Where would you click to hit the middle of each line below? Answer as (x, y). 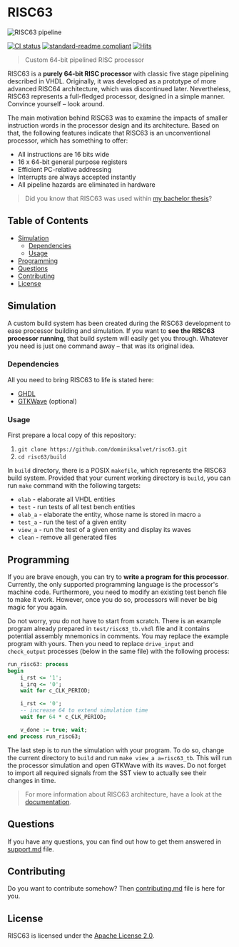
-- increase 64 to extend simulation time (84, 710)
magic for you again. (37, 607)
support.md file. (31, 849)
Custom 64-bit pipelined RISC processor (85, 60)
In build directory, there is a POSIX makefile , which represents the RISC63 (117, 471)
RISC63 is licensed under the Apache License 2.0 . (81, 936)
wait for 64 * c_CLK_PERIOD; (63, 717)
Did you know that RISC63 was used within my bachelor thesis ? (118, 198)
